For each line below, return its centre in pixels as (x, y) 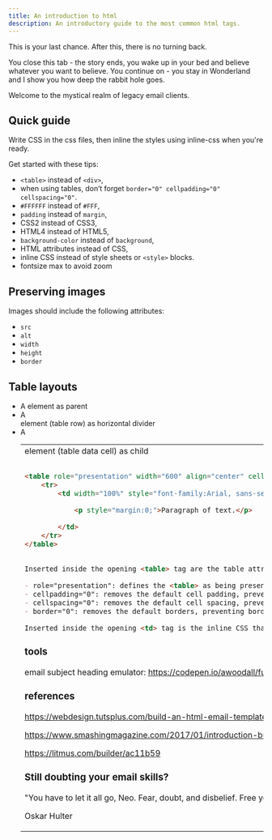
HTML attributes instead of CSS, (74, 249)
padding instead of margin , (64, 215)
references (49, 696)
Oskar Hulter (48, 816)
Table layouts (43, 387)
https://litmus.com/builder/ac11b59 (92, 753)
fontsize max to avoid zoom (66, 266)
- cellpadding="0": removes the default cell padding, (132, 594)
